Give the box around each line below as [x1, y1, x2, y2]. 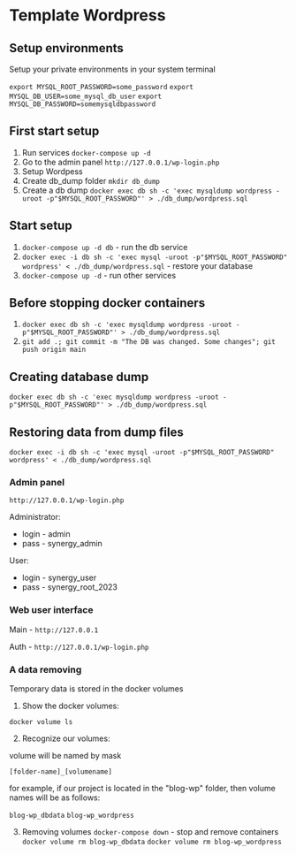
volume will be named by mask [9, 750, 122, 760]
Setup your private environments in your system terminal [9, 64, 216, 74]
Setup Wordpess [21, 165, 83, 177]
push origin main [21, 346, 87, 355]
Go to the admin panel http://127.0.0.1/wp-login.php [21, 156, 220, 167]
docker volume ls [9, 717, 73, 726]
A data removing [9, 663, 82, 676]
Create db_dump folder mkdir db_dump [21, 175, 161, 186]
